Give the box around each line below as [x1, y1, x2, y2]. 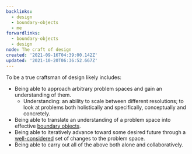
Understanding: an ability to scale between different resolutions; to [23, 97, 184, 104]
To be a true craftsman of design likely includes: [6, 74, 121, 81]
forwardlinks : [6, 30, 41, 36]
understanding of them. [14, 91, 72, 98]
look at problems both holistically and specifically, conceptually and [23, 104, 186, 111]
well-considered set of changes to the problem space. [14, 135, 145, 142]
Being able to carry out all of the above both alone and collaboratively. [14, 141, 184, 148]
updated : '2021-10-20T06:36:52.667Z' [6, 57, 98, 63]
